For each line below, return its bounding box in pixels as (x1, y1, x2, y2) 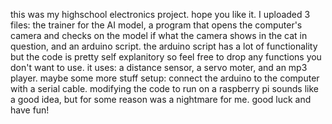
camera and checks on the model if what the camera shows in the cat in (10, 30, 308, 41)
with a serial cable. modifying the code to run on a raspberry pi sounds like (10, 83, 319, 94)
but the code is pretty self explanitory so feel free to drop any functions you (10, 51, 322, 63)
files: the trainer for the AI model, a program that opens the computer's (10, 19, 303, 31)
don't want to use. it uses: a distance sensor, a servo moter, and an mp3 (10, 62, 308, 73)
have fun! (10, 104, 50, 116)
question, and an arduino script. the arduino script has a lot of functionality (10, 40, 318, 52)
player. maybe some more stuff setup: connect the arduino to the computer (10, 72, 320, 84)
